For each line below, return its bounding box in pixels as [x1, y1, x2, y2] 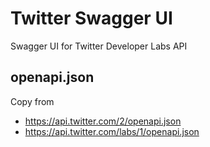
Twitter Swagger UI [10, 7, 173, 30]
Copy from [10, 95, 55, 107]
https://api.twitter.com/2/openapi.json [24, 115, 182, 127]
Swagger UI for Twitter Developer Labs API [10, 40, 188, 52]
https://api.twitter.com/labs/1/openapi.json [24, 125, 200, 137]
